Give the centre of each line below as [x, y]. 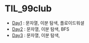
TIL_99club [28, 9]
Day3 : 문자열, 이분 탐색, [36, 35]
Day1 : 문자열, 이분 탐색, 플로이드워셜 [48, 23]
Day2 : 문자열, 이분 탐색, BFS [40, 29]
